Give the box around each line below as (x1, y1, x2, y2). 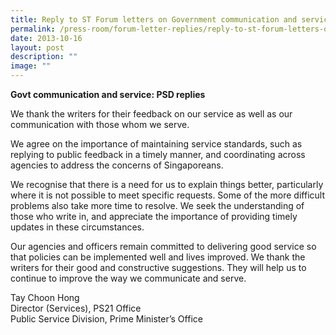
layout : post (10, 42, 65, 53)
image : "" (10, 61, 52, 71)
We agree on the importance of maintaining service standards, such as (10, 138, 303, 150)
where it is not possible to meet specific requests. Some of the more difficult (10, 189, 325, 201)
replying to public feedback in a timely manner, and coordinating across (10, 149, 306, 160)
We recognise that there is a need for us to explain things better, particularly (10, 179, 324, 190)
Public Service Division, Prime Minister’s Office (10, 313, 203, 325)
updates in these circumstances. (10, 221, 145, 233)
